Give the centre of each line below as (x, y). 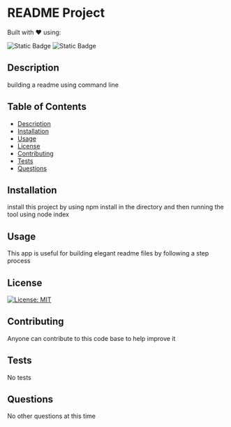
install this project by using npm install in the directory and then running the (116, 207)
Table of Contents (47, 107)
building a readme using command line (63, 85)
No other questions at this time (52, 416)
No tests (19, 377)
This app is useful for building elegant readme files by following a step (108, 253)
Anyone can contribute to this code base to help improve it (91, 338)
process (19, 261)
